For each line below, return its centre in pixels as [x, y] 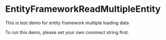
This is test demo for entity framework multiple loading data [67, 23]
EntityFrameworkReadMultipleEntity [83, 9]
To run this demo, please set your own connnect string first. [67, 32]
